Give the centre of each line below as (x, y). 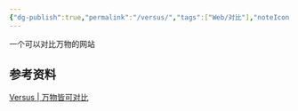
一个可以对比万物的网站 (52, 44)
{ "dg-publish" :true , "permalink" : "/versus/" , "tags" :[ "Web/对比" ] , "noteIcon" (151, 17)
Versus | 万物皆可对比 (49, 98)
